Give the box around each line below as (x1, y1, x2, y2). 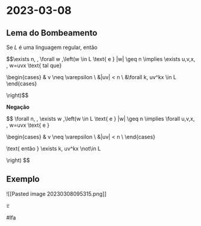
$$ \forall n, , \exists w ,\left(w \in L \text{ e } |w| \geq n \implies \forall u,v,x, (6, 115, 195, 122)
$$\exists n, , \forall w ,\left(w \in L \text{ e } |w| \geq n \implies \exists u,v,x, (6, 56, 196, 62)
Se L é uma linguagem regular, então (6, 44, 98, 51)
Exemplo (6, 174, 40, 184)
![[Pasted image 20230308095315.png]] (6, 190, 107, 197)
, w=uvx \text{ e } (6, 121, 49, 129)
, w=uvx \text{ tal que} (6, 62, 62, 69)
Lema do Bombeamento (6, 28, 98, 38)
